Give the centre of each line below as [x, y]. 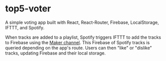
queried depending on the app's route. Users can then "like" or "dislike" [79, 48]
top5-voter [28, 9]
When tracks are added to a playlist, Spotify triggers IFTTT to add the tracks [83, 37]
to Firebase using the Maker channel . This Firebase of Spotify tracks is [78, 42]
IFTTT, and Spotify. [25, 27]
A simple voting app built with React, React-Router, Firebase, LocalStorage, [82, 22]
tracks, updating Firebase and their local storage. [55, 53]
